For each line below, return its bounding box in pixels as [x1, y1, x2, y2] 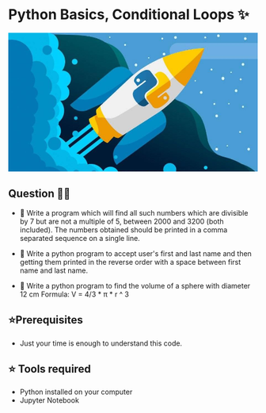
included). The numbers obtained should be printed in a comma [19, 224, 228, 235]
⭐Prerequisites [8, 313, 83, 327]
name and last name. [19, 266, 89, 275]
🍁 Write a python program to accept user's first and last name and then [19, 248, 252, 258]
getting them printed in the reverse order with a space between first [19, 257, 241, 266]
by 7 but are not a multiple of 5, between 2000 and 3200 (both [19, 216, 224, 226]
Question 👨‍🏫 [8, 187, 71, 201]
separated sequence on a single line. [19, 233, 140, 243]
